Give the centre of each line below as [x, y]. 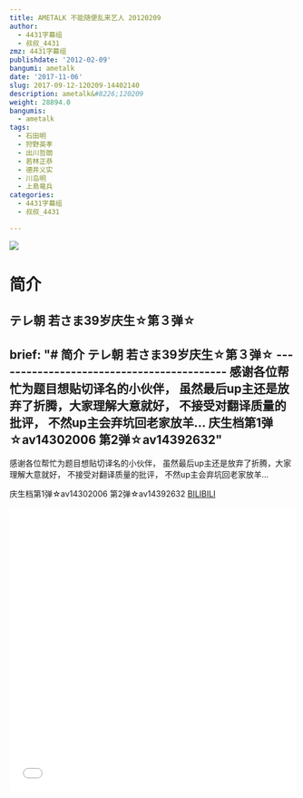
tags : [20, 128]
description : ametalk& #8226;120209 [77, 94]
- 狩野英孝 [35, 144]
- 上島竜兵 [35, 187]
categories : [32, 195]
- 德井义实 [35, 170]
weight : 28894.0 [40, 102]
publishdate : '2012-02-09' [60, 60]
